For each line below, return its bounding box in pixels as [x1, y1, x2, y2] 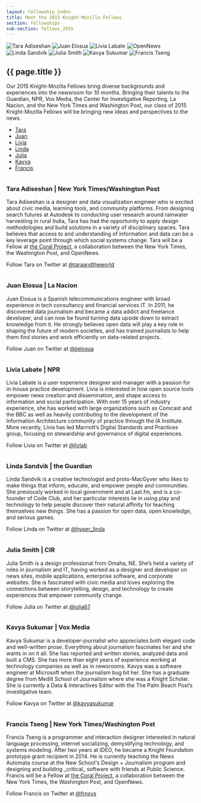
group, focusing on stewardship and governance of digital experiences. [6, 430, 183, 437]
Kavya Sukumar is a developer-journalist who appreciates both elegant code [6, 637, 196, 644]
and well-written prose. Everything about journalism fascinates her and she [6, 643, 192, 650]
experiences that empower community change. [6, 591, 123, 599]
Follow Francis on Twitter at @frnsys [6, 790, 97, 797]
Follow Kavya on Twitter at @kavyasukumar [6, 700, 114, 707]
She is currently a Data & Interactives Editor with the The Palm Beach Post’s [6, 682, 193, 689]
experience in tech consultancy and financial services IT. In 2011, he [6, 301, 175, 308]
